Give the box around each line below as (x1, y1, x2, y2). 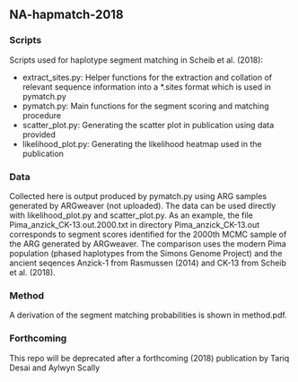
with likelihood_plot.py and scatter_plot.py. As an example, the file (9, 210, 253, 221)
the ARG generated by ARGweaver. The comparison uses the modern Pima (9, 238, 287, 249)
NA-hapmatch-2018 (9, 7, 124, 22)
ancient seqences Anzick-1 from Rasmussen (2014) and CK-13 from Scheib (9, 257, 287, 268)
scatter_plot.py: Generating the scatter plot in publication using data (22, 119, 275, 130)
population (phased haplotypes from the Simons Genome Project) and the (9, 247, 283, 258)
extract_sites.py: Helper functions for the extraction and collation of (22, 72, 272, 82)
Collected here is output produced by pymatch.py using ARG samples (9, 190, 267, 201)
